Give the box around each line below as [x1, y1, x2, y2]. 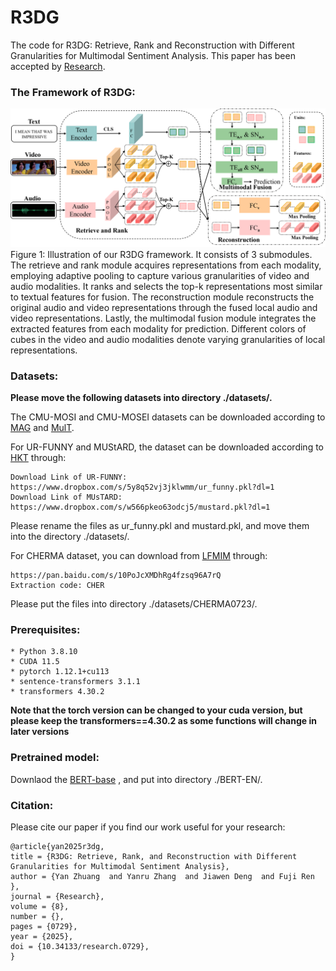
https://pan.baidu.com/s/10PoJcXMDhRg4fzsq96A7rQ [10, 571, 222, 581]
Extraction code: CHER [10, 581, 105, 591]
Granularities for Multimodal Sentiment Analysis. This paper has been [10, 49, 296, 61]
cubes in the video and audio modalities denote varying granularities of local [10, 333, 326, 345]
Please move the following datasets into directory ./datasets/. [10, 392, 273, 404]
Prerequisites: [10, 622, 81, 636]
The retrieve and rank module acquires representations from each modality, [10, 259, 322, 271]
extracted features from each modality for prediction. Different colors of [10, 322, 307, 335]
